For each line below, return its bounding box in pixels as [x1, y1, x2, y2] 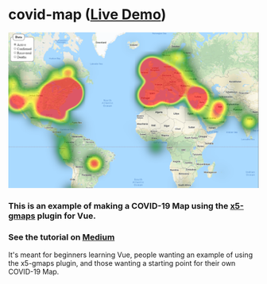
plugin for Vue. [37, 210, 97, 221]
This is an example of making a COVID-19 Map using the [8, 201, 229, 212]
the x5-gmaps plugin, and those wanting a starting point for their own [8, 258, 236, 267]
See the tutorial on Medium [8, 232, 115, 243]
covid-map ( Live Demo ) [8, 6, 167, 24]
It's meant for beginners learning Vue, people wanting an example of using [8, 250, 253, 259]
